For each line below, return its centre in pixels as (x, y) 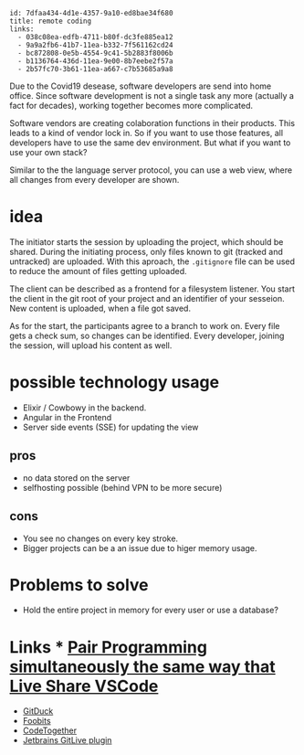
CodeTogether (50, 730)
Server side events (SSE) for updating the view (110, 427)
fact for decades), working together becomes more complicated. (131, 106)
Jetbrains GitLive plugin (67, 740)
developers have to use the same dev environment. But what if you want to (150, 143)
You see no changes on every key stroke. (100, 538)
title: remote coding (51, 21)
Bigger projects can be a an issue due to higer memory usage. (140, 548)
